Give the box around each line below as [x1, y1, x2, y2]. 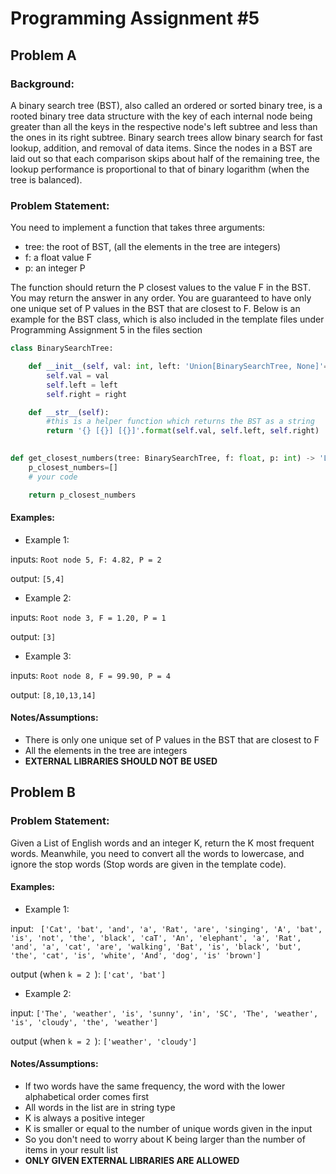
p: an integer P [24, 262, 86, 274]
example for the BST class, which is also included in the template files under [10, 313, 325, 326]
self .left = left [46, 380, 118, 390]
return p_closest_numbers [28, 490, 137, 500]
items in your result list [24, 1144, 119, 1156]
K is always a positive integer [24, 1112, 145, 1124]
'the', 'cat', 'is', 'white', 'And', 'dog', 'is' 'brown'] [10, 950, 262, 961]
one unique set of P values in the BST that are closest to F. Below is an [10, 303, 301, 315]
